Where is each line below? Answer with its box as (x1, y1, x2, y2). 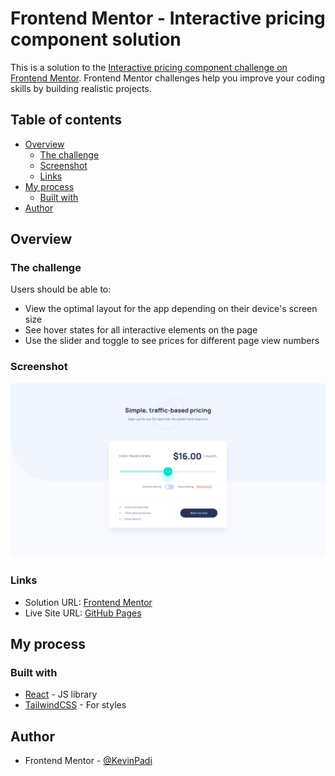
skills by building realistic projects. (10, 82, 152, 94)
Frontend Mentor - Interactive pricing (10, 7, 326, 30)
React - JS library (24, 688, 98, 701)
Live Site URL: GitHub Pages (24, 607, 142, 619)
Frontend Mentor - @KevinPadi (24, 755, 153, 767)
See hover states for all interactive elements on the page (24, 324, 258, 336)
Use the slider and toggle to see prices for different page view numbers (24, 335, 320, 347)
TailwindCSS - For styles (24, 699, 127, 711)
